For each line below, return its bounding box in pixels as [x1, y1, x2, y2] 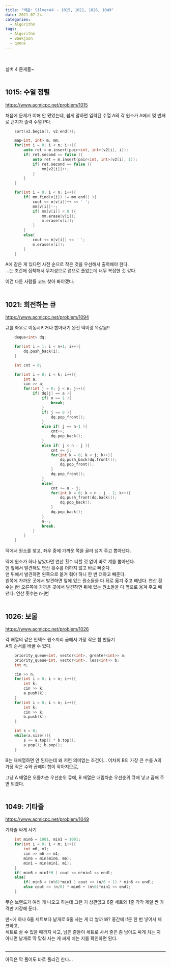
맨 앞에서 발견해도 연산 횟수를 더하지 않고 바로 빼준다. [5, 565, 111, 571]
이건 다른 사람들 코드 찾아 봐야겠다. [5, 278, 75, 284]
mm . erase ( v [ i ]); [41, 214, 76, 219]
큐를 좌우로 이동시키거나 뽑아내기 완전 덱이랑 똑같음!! [5, 325, 110, 331]
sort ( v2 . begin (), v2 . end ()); [14, 128, 76, 134]
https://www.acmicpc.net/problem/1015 [5, 101, 88, 108]
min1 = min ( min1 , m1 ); [23, 860, 72, 866]
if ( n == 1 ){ [41, 396, 72, 401]
